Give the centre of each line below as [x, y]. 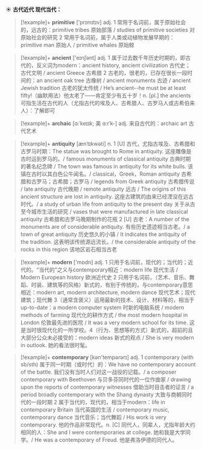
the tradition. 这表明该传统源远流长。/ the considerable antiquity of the [108, 242]
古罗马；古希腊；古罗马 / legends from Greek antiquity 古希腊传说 [113, 181]
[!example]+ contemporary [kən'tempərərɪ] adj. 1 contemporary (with [107, 357]
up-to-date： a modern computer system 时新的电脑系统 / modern [102, 307]
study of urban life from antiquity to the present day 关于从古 [120, 204]
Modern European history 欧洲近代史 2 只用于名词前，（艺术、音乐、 [105, 277]
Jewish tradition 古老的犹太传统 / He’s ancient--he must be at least [103, 88]
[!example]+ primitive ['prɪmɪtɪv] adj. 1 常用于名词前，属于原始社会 [103, 22]
